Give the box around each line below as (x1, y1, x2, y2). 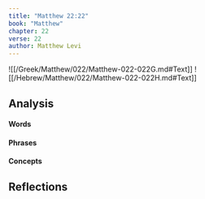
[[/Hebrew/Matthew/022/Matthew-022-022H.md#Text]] (8, 73, 197, 83)
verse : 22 (8, 34, 42, 43)
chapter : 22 (8, 27, 49, 35)
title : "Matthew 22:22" (8, 11, 89, 20)
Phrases (8, 137, 37, 147)
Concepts (8, 156, 42, 167)
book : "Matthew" (8, 19, 63, 28)
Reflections (8, 180, 68, 193)
